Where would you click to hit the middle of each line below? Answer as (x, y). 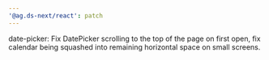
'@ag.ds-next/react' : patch (56, 16)
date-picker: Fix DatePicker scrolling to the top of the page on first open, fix (134, 38)
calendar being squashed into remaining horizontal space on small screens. (134, 47)
